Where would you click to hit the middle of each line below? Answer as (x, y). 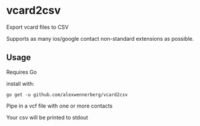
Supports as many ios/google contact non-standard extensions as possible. (100, 38)
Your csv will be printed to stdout (47, 117)
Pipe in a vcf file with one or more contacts (59, 106)
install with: (20, 83)
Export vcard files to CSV (38, 27)
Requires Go (22, 72)
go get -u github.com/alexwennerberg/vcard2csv (67, 94)
